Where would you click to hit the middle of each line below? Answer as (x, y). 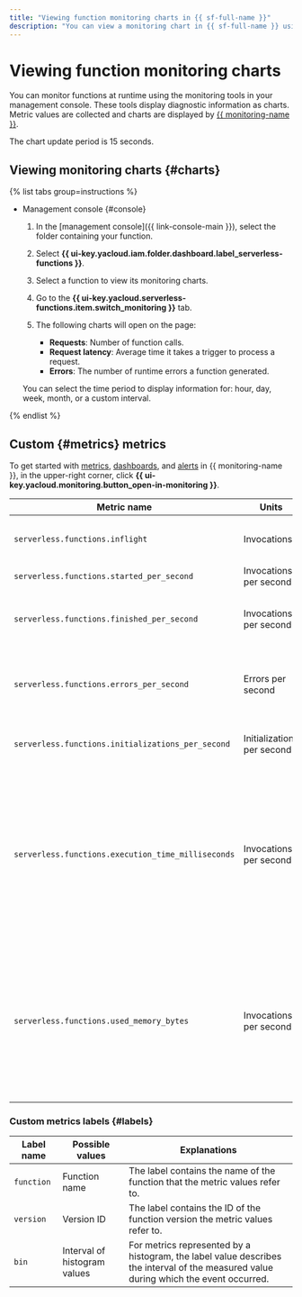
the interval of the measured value (201, 1268)
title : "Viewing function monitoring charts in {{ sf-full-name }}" (140, 18)
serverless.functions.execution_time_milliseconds (124, 855)
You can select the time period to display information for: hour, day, (147, 389)
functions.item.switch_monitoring (101, 308)
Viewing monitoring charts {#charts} (115, 170)
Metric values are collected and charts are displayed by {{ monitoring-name (150, 114)
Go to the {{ (58, 298)
